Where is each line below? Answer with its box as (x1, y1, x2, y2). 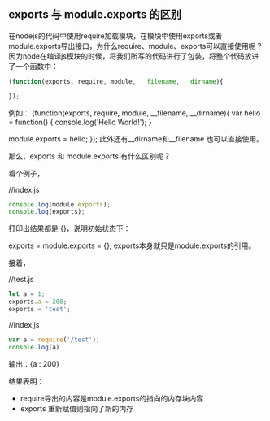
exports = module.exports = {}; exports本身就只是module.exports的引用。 (8, 241, 256, 250)
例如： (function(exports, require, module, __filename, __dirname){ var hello (8, 108, 261, 118)
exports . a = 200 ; (8, 297, 67, 306)
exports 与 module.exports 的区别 (8, 7, 181, 22)
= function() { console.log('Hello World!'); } (8, 117, 152, 127)
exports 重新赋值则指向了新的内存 (20, 403, 134, 413)
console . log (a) (8, 343, 60, 351)
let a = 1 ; (8, 290, 46, 298)
